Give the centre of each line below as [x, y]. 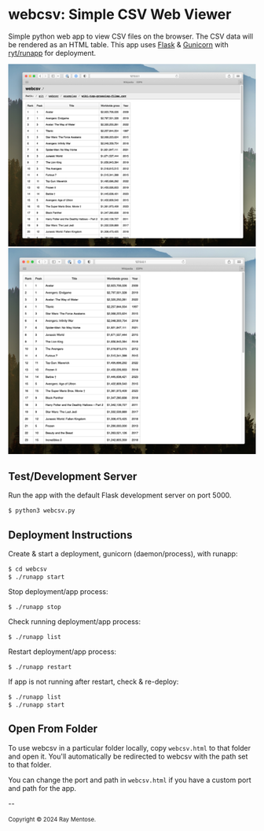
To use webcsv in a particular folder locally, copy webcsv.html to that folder [130, 748]
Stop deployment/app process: [58, 591]
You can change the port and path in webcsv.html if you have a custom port [130, 780]
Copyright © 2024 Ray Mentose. [52, 819]
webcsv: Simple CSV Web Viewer [120, 15]
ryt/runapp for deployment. [52, 53]
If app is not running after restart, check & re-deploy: [93, 681]
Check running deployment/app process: [75, 622]
